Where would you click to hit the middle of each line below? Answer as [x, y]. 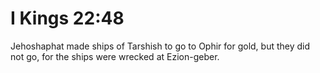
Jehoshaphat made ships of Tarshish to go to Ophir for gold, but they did [160, 46]
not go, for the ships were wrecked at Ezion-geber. [115, 56]
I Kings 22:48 [67, 18]
